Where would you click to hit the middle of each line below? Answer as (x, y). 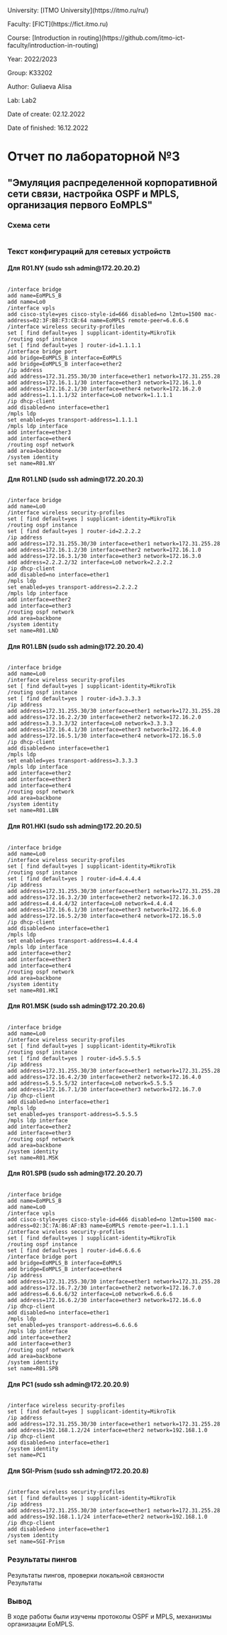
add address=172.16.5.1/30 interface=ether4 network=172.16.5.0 (104, 736)
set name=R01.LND (33, 631)
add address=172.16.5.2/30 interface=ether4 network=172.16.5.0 (104, 916)
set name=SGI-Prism (36, 1542)
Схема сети (29, 225)
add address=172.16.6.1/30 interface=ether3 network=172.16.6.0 (104, 909)
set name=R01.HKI (33, 990)
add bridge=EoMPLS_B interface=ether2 (65, 364)
